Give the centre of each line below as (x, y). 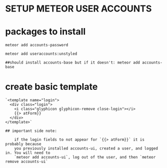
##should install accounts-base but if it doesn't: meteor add (73, 63)
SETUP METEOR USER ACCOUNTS (78, 9)
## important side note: (31, 131)
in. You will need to (28, 153)
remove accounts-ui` (27, 162)
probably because (23, 144)
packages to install (46, 32)
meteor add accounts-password (37, 45)
